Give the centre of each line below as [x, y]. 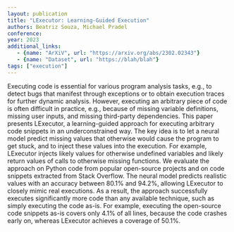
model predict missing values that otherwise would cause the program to [113, 138]
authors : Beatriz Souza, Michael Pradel [68, 27]
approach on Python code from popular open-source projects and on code [116, 168]
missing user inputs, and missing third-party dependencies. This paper [110, 116]
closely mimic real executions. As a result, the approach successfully [107, 191]
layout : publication [38, 14]
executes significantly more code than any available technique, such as [111, 198]
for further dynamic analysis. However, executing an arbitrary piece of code [117, 101]
